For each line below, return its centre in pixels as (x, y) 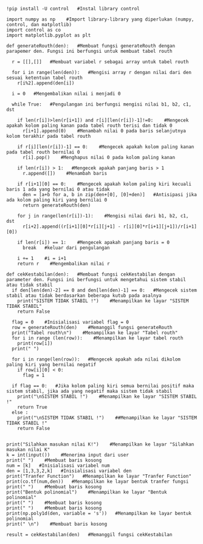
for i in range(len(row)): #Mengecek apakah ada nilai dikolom (96, 359)
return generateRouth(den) (57, 205)
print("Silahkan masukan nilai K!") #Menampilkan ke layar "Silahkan (100, 444)
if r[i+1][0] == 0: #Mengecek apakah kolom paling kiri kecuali (104, 184)
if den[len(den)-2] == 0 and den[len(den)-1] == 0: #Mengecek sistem (105, 290)
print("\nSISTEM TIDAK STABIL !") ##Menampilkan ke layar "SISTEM (107, 418)
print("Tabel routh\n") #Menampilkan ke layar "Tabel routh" (95, 333)
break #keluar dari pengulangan (66, 248)
